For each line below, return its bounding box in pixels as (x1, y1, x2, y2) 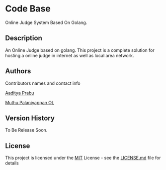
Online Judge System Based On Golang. (5, 19, 87, 25)
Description (5, 34, 42, 42)
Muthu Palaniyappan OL (5, 99, 55, 105)
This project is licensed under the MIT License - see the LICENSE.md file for (5, 155, 161, 161)
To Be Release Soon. (5, 127, 48, 133)
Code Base (5, 3, 51, 14)
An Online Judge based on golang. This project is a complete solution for (5, 47, 155, 53)
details (5, 160, 19, 166)
